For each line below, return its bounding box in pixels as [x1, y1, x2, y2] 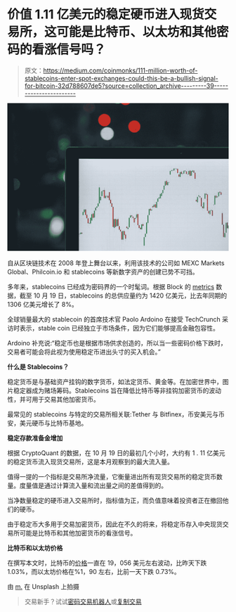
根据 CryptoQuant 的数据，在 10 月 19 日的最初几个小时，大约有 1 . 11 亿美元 [7, 449, 226, 457]
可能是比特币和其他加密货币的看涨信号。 [19, 529, 137, 537]
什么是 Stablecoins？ [7, 363, 69, 371]
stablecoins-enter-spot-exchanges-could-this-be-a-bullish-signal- [24, 74, 219, 82]
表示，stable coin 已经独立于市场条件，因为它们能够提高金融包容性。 [19, 324, 219, 333]
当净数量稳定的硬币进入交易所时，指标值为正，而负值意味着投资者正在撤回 [7, 497, 223, 505]
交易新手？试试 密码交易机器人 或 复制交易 [24, 597, 142, 606]
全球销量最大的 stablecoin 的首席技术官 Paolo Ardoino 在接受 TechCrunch [7, 315, 221, 324]
